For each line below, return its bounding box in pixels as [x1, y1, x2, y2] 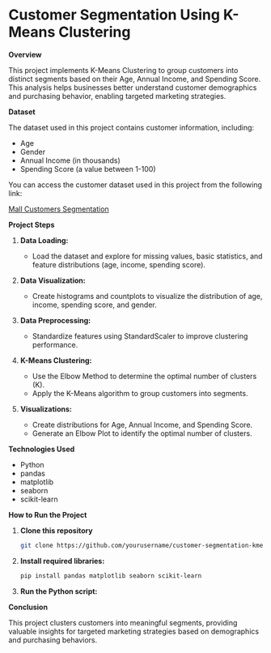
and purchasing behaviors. [8, 634, 98, 645]
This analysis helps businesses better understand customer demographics [8, 83, 257, 92]
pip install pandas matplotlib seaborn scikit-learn [19, 571, 202, 580]
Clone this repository [19, 525, 93, 536]
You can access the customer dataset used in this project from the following [8, 180, 263, 190]
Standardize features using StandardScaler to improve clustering [32, 331, 248, 341]
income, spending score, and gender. [32, 300, 157, 309]
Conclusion [8, 602, 49, 612]
